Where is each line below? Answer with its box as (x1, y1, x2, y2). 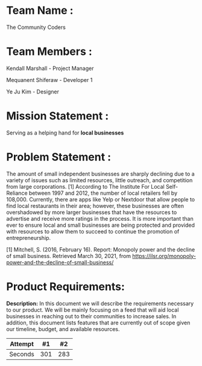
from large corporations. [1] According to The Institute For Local (6, 183, 165, 190)
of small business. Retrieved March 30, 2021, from (6, 252, 131, 259)
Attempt (10, 339, 34, 348)
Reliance (6, 189, 28, 197)
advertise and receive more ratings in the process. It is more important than (6, 215, 194, 222)
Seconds (9, 350, 35, 358)
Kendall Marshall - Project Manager (6, 65, 94, 72)
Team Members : (6, 45, 92, 58)
